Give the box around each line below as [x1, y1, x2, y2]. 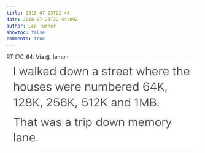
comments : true [6, 35, 45, 42]
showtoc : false [6, 29, 45, 35]
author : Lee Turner [6, 23, 56, 29]
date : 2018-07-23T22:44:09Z [6, 16, 79, 23]
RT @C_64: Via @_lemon [6, 53, 69, 61]
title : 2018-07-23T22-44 [6, 10, 70, 16]
